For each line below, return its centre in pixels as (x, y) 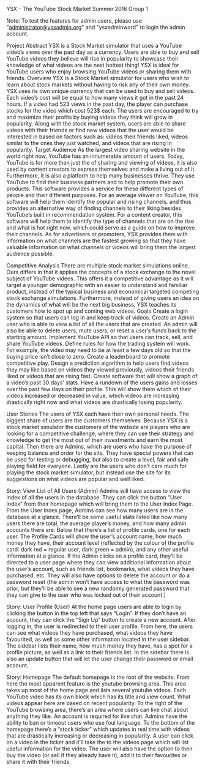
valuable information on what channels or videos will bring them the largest (101, 247)
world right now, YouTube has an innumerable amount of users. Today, (95, 156)
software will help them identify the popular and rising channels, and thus (99, 202)
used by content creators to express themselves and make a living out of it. (101, 169)
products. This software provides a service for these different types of (95, 189)
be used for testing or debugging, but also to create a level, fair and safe (98, 459)
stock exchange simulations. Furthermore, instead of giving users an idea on (103, 298)
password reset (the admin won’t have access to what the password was (98, 582)
